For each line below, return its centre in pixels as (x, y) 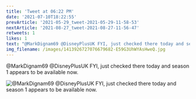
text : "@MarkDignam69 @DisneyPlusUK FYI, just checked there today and (95, 44)
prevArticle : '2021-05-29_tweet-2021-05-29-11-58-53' (73, 22)
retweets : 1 (20, 33)
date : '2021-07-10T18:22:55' (41, 17)
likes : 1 (17, 38)
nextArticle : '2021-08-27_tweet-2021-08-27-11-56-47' (73, 28)
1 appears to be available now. (42, 72)
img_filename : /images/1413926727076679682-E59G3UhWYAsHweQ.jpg (86, 49)
